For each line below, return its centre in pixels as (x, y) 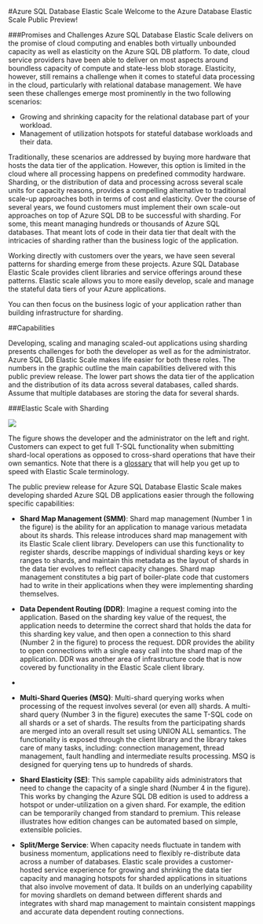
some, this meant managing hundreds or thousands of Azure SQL (114, 224)
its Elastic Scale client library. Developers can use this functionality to (132, 544)
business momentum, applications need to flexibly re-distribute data (130, 853)
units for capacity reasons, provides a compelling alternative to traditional (127, 190)
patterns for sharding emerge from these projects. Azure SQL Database (124, 264)
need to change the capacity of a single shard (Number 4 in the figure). (135, 788)
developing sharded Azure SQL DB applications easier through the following (131, 495)
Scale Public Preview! (43, 20)
